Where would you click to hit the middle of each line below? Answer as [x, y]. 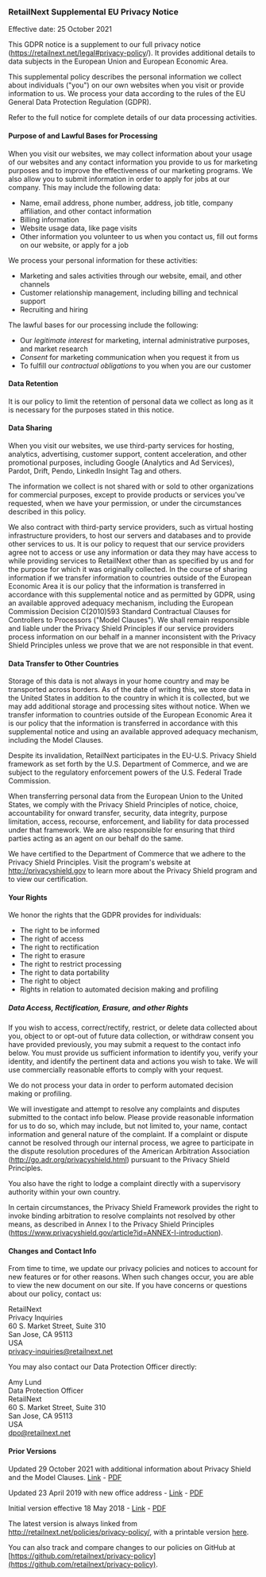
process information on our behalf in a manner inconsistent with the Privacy [132, 636]
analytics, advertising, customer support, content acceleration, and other [128, 454]
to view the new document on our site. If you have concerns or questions [128, 1285]
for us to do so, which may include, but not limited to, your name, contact [128, 1126]
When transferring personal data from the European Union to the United [126, 796]
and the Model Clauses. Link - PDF [65, 1477]
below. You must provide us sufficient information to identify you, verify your [133, 1053]
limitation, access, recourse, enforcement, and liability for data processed [129, 821]
